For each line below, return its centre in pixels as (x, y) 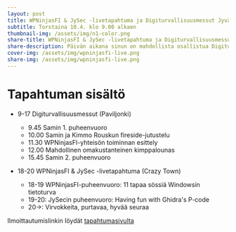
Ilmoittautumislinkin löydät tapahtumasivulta (71, 220)
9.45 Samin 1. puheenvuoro (67, 127)
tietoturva (42, 192)
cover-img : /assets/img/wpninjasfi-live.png (73, 53)
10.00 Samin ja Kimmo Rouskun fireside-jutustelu (99, 135)
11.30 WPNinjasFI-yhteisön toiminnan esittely (93, 142)
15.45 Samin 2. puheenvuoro (69, 157)
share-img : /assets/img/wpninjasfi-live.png (73, 60)
